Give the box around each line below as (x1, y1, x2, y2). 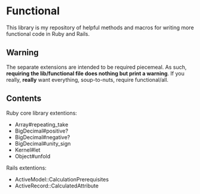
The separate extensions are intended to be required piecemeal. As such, (6, 63, 187, 70)
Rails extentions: (6, 164, 47, 171)
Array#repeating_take (14, 121, 69, 128)
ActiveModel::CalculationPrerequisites (14, 175, 109, 183)
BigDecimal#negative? (14, 133, 70, 141)
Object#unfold (14, 152, 51, 159)
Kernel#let (14, 146, 41, 153)
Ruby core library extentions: (6, 109, 78, 116)
